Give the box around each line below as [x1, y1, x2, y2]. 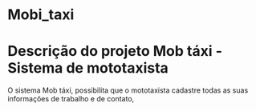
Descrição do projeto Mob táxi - [7, 42, 222, 61]
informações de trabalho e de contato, [7, 94, 135, 104]
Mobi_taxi [7, 6, 75, 24]
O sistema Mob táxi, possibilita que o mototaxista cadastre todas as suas [7, 85, 249, 95]
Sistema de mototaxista [7, 59, 169, 77]
